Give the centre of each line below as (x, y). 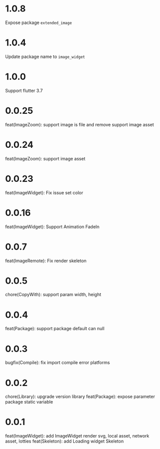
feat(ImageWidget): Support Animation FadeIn (52, 226)
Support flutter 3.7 (24, 90)
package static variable (29, 402)
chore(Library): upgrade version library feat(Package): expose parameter (80, 397)
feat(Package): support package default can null (55, 329)
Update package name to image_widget (45, 56)
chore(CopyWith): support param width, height (53, 295)
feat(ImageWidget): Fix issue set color (44, 192)
